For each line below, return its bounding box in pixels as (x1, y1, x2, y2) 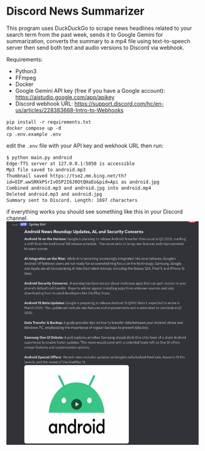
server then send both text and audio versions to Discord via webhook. (6, 44, 185, 51)
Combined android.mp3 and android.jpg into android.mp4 (6, 185, 151, 191)
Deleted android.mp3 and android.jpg (6, 191, 103, 197)
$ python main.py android (6, 154, 72, 161)
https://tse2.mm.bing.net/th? (49, 173, 127, 179)
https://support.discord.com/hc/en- (74, 99, 164, 107)
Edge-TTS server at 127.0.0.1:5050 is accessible (6, 161, 135, 167)
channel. (6, 214, 29, 222)
